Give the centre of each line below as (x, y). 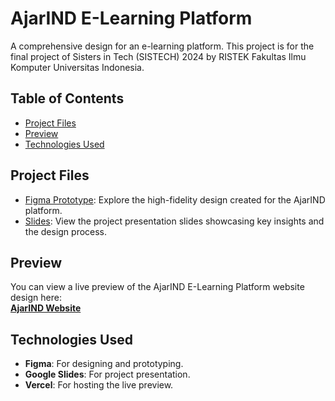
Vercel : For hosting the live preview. (99, 385)
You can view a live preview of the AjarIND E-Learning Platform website (157, 287)
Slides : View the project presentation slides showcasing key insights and (174, 221)
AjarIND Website (46, 308)
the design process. (66, 231)
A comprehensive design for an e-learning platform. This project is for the (162, 46)
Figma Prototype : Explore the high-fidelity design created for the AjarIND (175, 199)
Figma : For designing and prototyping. (104, 364)
